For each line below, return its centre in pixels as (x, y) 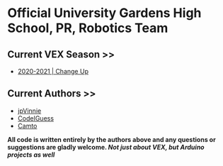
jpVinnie (29, 111)
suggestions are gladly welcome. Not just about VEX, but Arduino (106, 147)
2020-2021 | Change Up (53, 71)
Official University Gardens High (104, 13)
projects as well (31, 155)
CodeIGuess (36, 118)
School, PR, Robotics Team (88, 28)
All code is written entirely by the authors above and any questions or (111, 139)
